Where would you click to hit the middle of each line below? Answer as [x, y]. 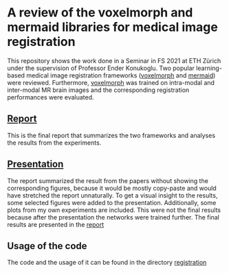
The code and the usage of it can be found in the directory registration [107, 263]
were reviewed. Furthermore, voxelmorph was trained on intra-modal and [111, 82]
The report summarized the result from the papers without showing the [108, 180]
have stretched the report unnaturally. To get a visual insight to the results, [112, 195]
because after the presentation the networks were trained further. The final [113, 217]
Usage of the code [47, 246]
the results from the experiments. [54, 143]
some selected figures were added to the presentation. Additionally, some [112, 202]
